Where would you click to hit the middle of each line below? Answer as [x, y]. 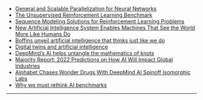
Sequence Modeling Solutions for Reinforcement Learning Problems [100, 21]
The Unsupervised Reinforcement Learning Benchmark [84, 15]
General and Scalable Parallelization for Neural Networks [86, 9]
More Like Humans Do [43, 34]
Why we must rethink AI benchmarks [61, 85]
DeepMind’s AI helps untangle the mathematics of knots [85, 53]
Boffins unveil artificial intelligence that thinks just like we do [90, 40]
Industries [27, 66]
